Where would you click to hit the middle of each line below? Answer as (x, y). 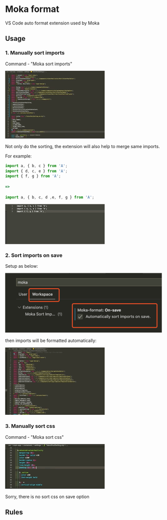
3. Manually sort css (30, 426)
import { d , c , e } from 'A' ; (37, 171)
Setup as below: (22, 266)
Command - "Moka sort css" (35, 437)
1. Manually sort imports (35, 53)
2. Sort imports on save (34, 255)
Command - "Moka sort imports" (39, 64)
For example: (19, 156)
